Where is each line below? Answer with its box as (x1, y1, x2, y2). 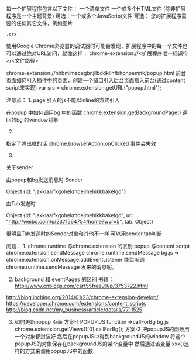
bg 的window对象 (16, 116, 59, 123)
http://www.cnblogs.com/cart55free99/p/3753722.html (14, 283, 148, 289)
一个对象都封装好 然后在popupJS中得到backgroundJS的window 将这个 (14, 333, 186, 340)
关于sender (6, 164, 33, 171)
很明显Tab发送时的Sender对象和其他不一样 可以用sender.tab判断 (6, 230, 162, 237)
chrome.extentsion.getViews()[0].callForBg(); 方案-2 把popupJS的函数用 (14, 325, 190, 332)
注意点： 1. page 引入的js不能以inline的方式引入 (6, 97, 120, 104)
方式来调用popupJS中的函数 (25, 348, 94, 354)
